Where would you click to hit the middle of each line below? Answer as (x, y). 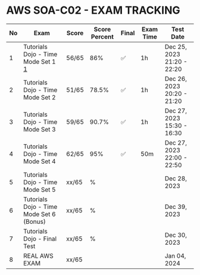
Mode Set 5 (40, 189)
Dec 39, (176, 207)
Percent (102, 36)
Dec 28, (176, 178)
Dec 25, (176, 46)
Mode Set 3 (40, 129)
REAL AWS (38, 255)
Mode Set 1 (40, 61)
